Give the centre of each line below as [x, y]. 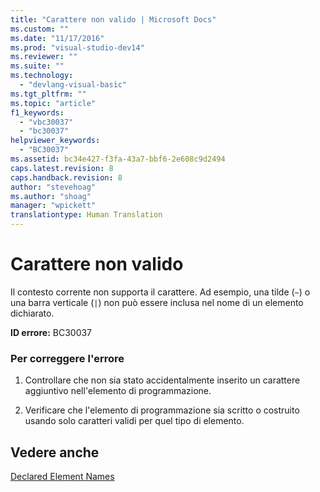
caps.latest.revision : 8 [62, 168]
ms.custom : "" [40, 29]
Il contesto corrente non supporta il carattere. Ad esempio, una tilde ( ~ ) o [160, 292]
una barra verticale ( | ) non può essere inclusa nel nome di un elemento [157, 302]
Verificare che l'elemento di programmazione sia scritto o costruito [162, 410]
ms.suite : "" [37, 66]
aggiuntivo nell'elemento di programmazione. [118, 391]
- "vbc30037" [46, 122]
